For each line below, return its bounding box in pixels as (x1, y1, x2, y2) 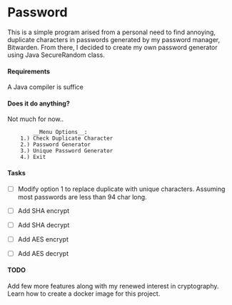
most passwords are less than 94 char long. (17, 192, 148, 201)
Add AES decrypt (17, 249, 69, 257)
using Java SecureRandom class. (7, 51, 106, 59)
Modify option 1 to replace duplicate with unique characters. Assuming (17, 185, 226, 193)
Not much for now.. (7, 115, 64, 123)
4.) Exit (20, 154, 46, 161)
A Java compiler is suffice (7, 83, 84, 91)
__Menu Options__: (33, 129, 88, 136)
